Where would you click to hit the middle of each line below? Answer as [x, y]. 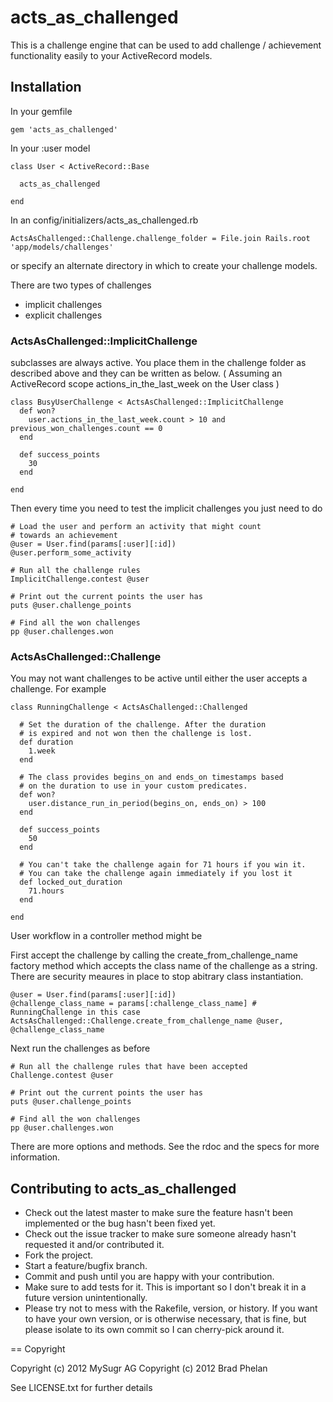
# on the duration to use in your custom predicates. [133, 786]
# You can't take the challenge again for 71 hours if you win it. [163, 865]
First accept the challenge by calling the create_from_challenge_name [154, 955]
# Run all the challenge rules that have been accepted [129, 1067]
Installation [46, 87]
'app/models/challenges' [62, 247]
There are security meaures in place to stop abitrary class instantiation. [157, 977]
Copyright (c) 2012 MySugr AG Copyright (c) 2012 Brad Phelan [139, 1368]
